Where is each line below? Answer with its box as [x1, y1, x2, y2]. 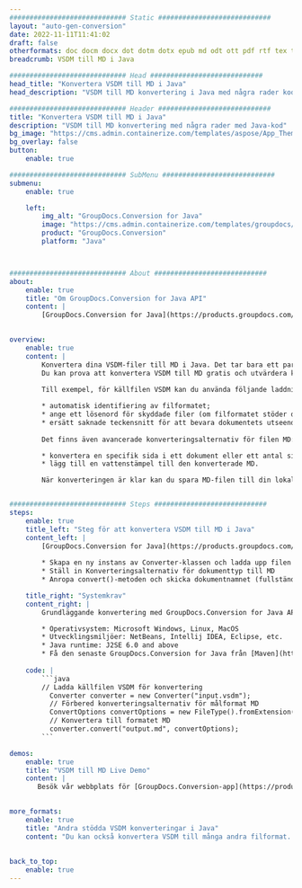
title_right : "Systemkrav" [25, 591, 127, 600]
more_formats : [9, 807, 63, 816]
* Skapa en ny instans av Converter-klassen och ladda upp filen [41, 558, 292, 567]
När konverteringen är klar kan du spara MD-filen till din [41, 475, 271, 485]
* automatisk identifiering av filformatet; [41, 402, 211, 411]
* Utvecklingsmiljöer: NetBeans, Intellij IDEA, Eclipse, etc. [41, 633, 283, 642]
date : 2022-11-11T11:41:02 [9, 30, 111, 39]
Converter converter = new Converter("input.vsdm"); [49, 691, 252, 700]
